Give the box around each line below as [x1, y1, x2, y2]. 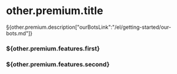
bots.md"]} [6, 29, 33, 36]
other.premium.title [6, 4, 103, 18]
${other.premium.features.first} [6, 44, 100, 52]
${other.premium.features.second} [6, 60, 110, 68]
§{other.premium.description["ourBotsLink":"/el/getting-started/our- [6, 23, 172, 31]
